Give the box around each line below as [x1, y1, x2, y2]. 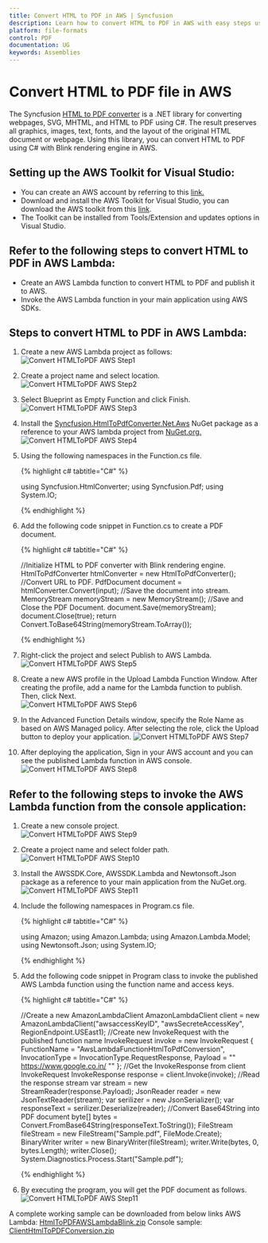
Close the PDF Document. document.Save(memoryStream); [20, 602, 217, 613]
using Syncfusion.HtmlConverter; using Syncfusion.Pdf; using [20, 482, 224, 492]
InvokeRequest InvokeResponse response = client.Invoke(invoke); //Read [20, 1070, 260, 1079]
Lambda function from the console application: [9, 800, 247, 813]
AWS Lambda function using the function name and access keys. [20, 980, 235, 989]
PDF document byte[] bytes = [20, 1112, 118, 1122]
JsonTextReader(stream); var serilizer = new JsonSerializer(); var [20, 1095, 235, 1105]
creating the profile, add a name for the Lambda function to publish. [20, 683, 243, 692]
